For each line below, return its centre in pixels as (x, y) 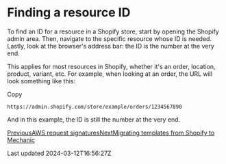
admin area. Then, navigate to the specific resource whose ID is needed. (110, 38)
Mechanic (21, 140)
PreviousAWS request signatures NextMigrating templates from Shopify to (111, 133)
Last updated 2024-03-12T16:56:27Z (59, 153)
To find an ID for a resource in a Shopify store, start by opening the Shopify (113, 31)
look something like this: (41, 81)
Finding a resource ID (69, 13)
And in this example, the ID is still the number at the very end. (94, 119)
